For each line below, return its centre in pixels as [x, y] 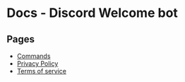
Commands [34, 56]
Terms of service [41, 71]
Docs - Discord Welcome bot [92, 13]
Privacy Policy [37, 64]
